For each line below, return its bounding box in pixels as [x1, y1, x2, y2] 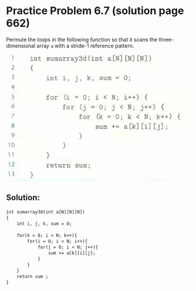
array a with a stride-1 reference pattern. [36, 42, 134, 49]
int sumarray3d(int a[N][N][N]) [6, 209, 85, 215]
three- [158, 36, 174, 43]
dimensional [6, 42, 36, 49]
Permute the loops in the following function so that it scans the [6, 36, 158, 43]
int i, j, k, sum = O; [16, 221, 72, 226]
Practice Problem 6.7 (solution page [6, 4, 184, 18]
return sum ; [16, 273, 49, 279]
